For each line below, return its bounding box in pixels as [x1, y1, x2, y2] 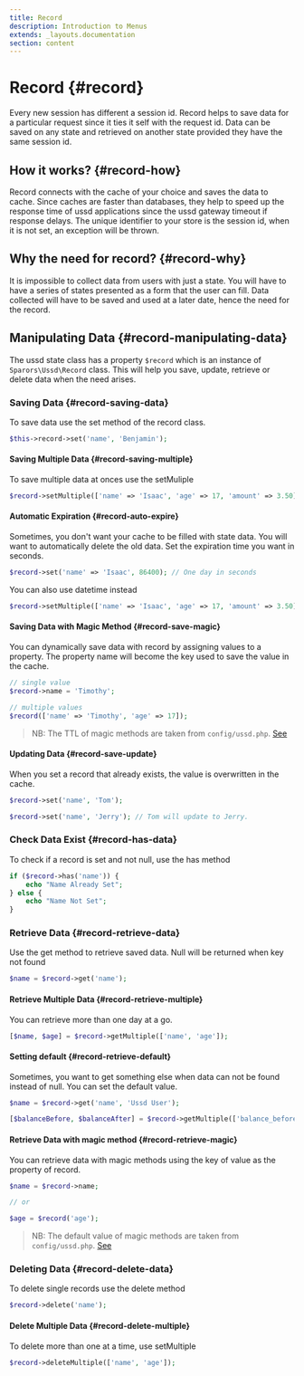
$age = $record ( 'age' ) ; [9, 1214, 100, 1223]
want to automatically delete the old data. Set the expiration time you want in [9, 540, 295, 552]
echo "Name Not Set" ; [25, 897, 107, 906]
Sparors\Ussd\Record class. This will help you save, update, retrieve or [9, 364, 271, 375]
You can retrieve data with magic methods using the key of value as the [9, 1154, 276, 1165]
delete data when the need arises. [9, 373, 137, 385]
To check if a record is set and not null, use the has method [9, 854, 231, 865]
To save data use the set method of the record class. [9, 416, 206, 427]
